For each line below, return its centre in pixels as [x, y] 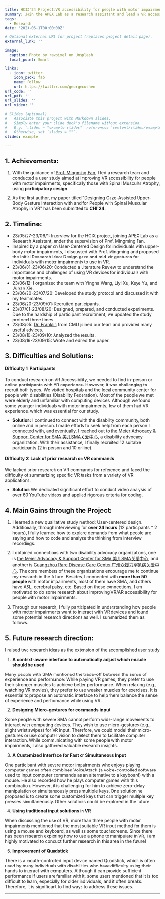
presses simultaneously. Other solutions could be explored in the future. [78, 801]
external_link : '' [24, 42]
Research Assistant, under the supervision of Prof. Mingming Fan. [79, 241]
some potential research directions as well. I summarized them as [78, 617]
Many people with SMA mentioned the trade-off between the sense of [76, 674]
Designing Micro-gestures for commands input [61, 710]
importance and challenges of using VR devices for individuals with [80, 273]
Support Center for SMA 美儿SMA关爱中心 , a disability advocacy [78, 437]
